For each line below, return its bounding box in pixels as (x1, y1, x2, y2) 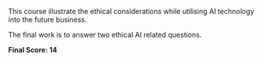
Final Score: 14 (8, 45, 57, 54)
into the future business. (8, 15, 87, 24)
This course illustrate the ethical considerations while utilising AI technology (8, 7, 254, 16)
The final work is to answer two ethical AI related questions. (8, 30, 202, 39)
